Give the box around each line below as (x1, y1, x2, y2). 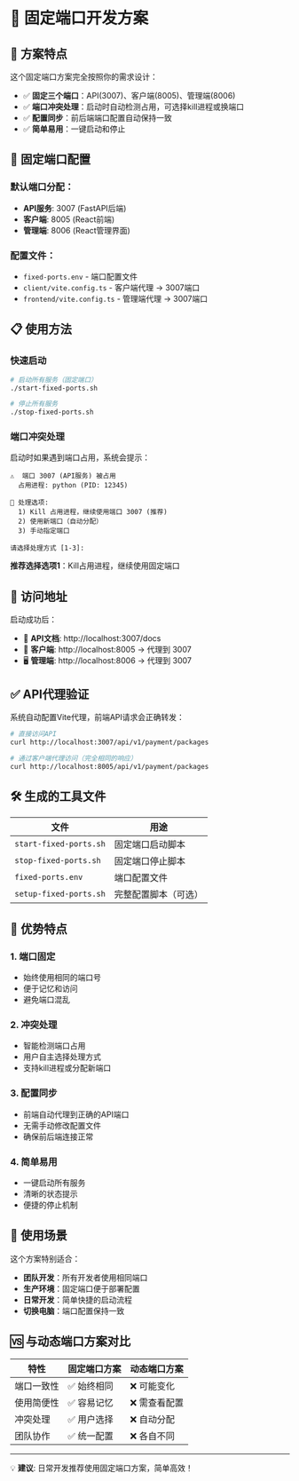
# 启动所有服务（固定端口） (10, 375, 98, 384)
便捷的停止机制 (22, 1200, 78, 1210)
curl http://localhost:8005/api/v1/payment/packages (10, 762, 209, 771)
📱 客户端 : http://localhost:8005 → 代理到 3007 (22, 645, 192, 655)
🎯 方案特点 (10, 46, 67, 61)
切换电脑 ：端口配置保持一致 (22, 1305, 125, 1316)
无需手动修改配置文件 (22, 1120, 101, 1130)
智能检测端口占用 (22, 1041, 86, 1051)
